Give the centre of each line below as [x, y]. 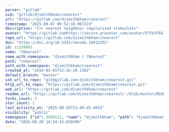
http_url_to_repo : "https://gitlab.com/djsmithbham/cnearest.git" [76, 84]
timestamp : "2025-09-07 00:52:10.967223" [49, 24]
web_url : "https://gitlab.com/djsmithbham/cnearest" [62, 89]
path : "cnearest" [23, 61]
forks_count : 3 [21, 98]
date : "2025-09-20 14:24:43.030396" [44, 122]
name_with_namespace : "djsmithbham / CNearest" [56, 56]
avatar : [13, 33]
